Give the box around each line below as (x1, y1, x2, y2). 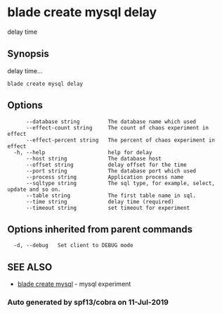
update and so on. (7, 186, 61, 193)
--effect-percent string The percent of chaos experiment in (25, 137, 216, 144)
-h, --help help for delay (13, 149, 152, 156)
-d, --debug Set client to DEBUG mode (13, 242, 133, 249)
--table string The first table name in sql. (25, 191, 197, 199)
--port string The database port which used (25, 167, 197, 175)
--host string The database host (25, 155, 162, 162)
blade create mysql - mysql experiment (17, 280, 131, 289)
